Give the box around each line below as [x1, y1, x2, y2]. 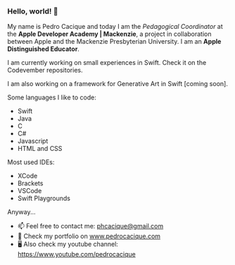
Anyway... [7, 208, 37, 216]
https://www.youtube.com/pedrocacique [17, 250, 136, 259]
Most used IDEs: [7, 158, 55, 166]
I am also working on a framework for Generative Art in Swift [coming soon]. [7, 80, 229, 88]
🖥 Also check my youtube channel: [17, 240, 118, 249]
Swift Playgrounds [17, 194, 70, 203]
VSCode [17, 187, 42, 195]
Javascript [17, 137, 49, 145]
